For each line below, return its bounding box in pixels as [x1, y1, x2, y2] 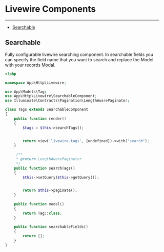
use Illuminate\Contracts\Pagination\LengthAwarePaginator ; [5, 98, 130, 103]
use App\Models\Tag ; [5, 89, 47, 94]
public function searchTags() [14, 166, 76, 171]
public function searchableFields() [14, 225, 89, 229]
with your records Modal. [5, 62, 56, 68]
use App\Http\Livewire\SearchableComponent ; [5, 94, 97, 99]
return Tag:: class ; [22, 211, 62, 216]
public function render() [14, 116, 67, 121]
